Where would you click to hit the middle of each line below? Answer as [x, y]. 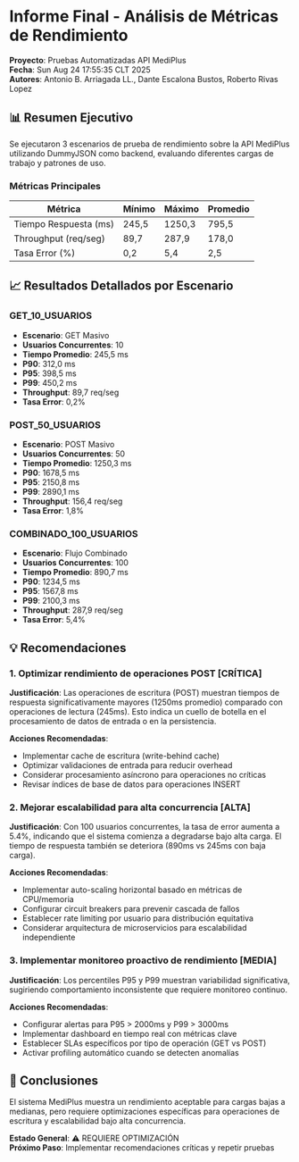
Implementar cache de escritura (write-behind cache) [121, 756]
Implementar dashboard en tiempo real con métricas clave [129, 1033]
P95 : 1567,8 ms [50, 591]
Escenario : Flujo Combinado [75, 553]
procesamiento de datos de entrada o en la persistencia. [113, 722]
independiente [49, 937]
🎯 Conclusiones [54, 1081]
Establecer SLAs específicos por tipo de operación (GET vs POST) [144, 1043]
